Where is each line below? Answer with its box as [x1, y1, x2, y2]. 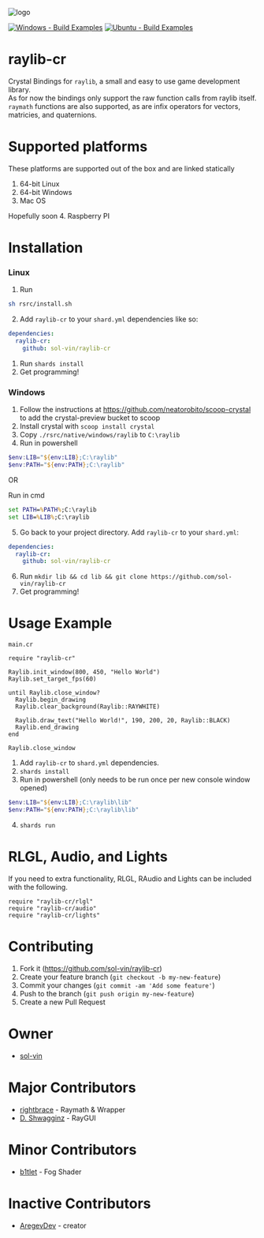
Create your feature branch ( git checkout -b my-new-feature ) [19, 972, 221, 981]
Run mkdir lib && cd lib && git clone [19, 572, 148, 581]
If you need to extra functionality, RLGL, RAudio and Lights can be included [8, 873, 252, 883]
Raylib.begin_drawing [15, 696, 87, 704]
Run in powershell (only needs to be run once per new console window [19, 775, 251, 785]
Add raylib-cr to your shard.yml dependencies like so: [19, 314, 199, 324]
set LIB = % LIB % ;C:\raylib [8, 513, 90, 521]
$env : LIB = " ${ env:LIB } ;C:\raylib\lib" [8, 798, 132, 807]
